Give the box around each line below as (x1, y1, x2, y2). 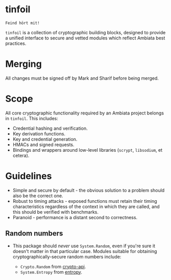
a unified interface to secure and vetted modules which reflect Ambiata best (5, 35, 165, 41)
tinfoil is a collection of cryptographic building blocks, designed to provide (5, 29, 166, 35)
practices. (5, 40, 27, 46)
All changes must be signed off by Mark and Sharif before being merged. (5, 75, 159, 81)
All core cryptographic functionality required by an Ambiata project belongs (5, 110, 164, 116)
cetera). (12, 152, 30, 158)
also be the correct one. (12, 193, 63, 199)
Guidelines (5, 170, 52, 182)
